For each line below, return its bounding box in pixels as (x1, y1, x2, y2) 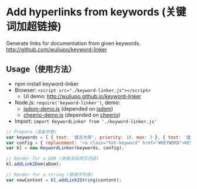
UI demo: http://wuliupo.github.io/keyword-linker (23, 92, 142, 99)
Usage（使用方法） (6, 64, 77, 74)
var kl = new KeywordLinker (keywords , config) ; (6, 145, 125, 151)
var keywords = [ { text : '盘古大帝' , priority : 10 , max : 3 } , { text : (6, 134, 182, 140)
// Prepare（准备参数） (6, 129, 59, 135)
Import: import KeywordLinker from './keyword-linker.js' (14, 118, 157, 125)
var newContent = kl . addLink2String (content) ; (6, 177, 122, 183)
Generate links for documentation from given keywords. (6, 39, 141, 47)
